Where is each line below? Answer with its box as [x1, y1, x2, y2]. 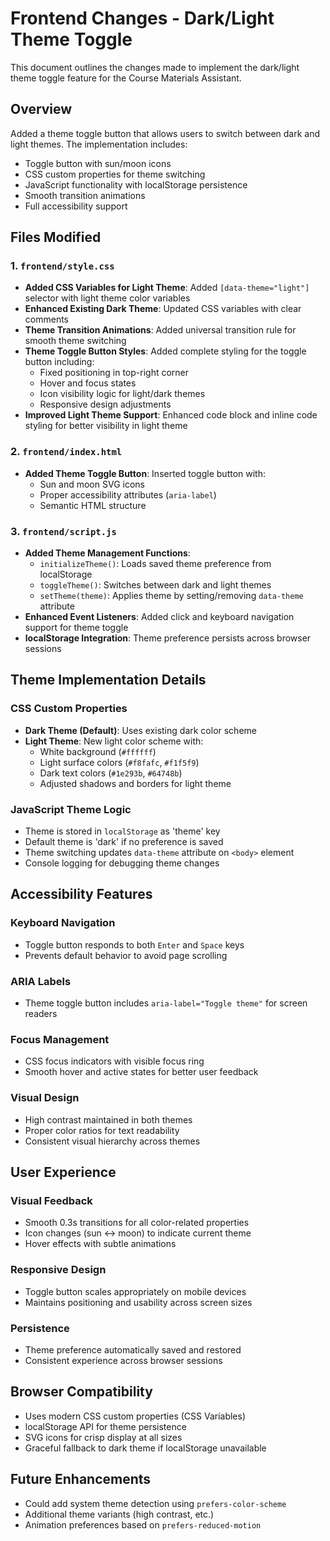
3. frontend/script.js [10, 524, 117, 538]
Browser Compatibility [10, 1383, 153, 1401]
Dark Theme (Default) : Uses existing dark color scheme [24, 724, 257, 736]
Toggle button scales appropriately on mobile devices [24, 1285, 247, 1297]
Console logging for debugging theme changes [24, 857, 220, 869]
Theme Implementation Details [10, 672, 207, 689]
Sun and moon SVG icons [39, 478, 145, 490]
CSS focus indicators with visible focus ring [24, 1055, 205, 1067]
